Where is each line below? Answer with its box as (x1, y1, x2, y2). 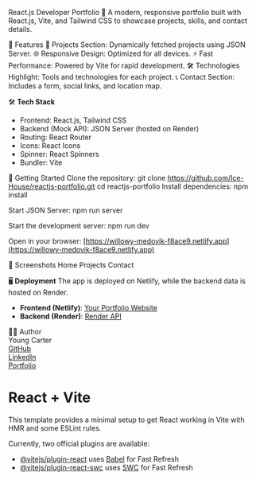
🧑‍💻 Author (8, 327, 42, 336)
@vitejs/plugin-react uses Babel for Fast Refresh (19, 454, 180, 463)
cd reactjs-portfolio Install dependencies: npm (96, 181, 249, 191)
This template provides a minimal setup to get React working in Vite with (8, 415, 245, 424)
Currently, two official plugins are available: (8, 439, 150, 448)
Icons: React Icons (19, 141, 81, 150)
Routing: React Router (19, 132, 91, 142)
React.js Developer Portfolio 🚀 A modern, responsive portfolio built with (8, 8, 242, 17)
